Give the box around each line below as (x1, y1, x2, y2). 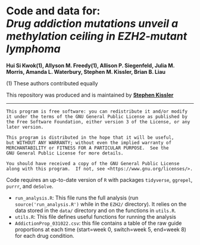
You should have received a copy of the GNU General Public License (6, 160, 180, 166)
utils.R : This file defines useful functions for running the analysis (14, 213, 177, 220)
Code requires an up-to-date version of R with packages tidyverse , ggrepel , (6, 176, 193, 183)
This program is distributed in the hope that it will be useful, (6, 134, 174, 141)
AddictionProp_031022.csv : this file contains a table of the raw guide (14, 219, 182, 227)
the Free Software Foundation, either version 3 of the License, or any (6, 119, 190, 125)
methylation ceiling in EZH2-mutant (6, 30, 187, 43)
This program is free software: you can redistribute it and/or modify (6, 108, 187, 114)
